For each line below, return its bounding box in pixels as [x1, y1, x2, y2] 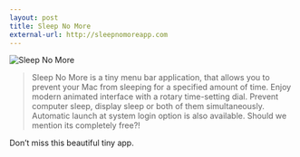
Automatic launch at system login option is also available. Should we [31, 110, 287, 122]
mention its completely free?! [31, 120, 140, 131]
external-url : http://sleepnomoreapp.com [9, 30, 169, 39]
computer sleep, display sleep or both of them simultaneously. [31, 101, 265, 112]
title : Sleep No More [9, 22, 92, 31]
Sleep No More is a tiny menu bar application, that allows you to [31, 72, 270, 83]
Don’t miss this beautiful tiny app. [9, 137, 134, 149]
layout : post [9, 13, 59, 23]
